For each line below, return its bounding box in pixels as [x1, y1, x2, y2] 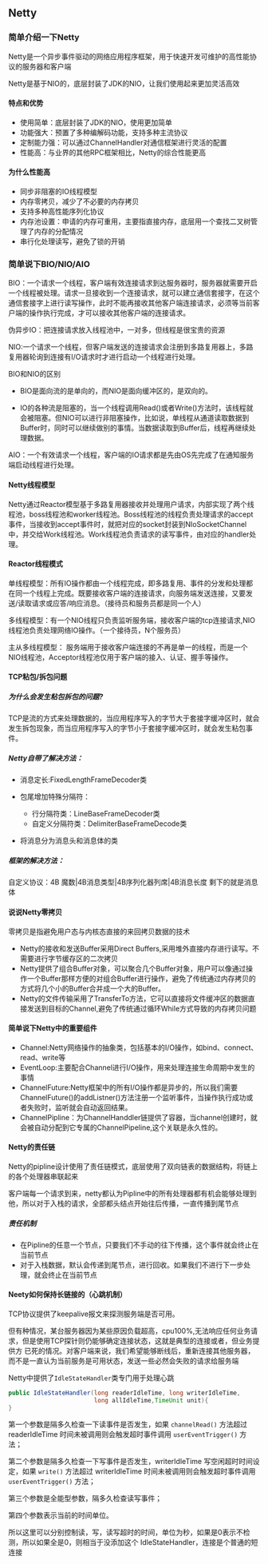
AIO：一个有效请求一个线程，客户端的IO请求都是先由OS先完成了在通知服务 [8, 450, 254, 460]
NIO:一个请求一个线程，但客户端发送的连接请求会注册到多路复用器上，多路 [8, 342, 254, 352]
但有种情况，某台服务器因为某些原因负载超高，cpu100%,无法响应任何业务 [8, 1327, 251, 1336]
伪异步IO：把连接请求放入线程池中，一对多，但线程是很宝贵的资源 [8, 325, 226, 335]
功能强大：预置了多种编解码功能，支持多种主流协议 [19, 127, 188, 137]
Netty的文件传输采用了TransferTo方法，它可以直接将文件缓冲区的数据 [19, 993, 249, 1003]
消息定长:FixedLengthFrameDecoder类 [19, 775, 148, 784]
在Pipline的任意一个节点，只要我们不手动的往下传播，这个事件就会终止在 [19, 1239, 259, 1250]
